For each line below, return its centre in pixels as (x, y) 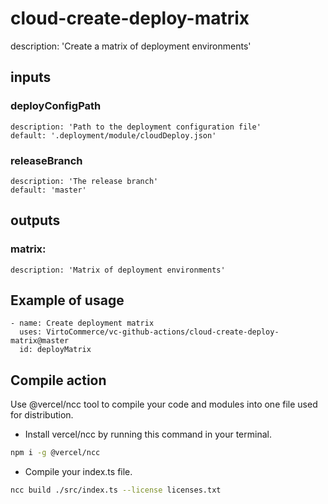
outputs (35, 220)
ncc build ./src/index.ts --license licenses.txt (116, 490)
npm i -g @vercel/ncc (55, 453)
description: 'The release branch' (84, 181)
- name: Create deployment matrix (82, 323)
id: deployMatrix (55, 350)
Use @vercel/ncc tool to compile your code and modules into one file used (164, 404)
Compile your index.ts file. (78, 472)
